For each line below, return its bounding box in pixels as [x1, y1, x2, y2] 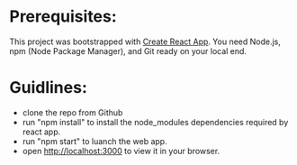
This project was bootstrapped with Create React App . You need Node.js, [9, 36, 282, 47]
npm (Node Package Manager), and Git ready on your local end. [9, 45, 247, 56]
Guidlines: [9, 78, 88, 98]
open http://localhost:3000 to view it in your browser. [22, 145, 220, 156]
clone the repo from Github [22, 106, 123, 118]
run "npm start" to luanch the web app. [22, 135, 168, 146]
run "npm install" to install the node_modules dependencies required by [22, 116, 289, 127]
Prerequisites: [9, 6, 117, 27]
